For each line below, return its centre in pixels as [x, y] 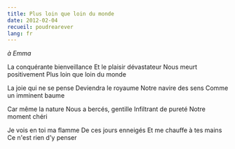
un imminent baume [36, 96]
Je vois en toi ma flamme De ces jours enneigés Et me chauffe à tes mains [115, 130]
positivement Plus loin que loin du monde [67, 74]
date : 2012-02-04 [33, 20]
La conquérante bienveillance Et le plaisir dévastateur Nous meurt [102, 67]
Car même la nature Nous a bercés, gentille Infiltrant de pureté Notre [106, 109]
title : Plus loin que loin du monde [61, 14]
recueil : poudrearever [40, 27]
